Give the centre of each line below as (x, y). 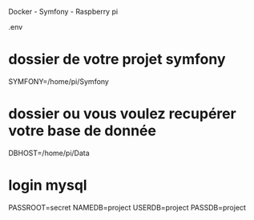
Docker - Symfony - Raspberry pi (63, 12)
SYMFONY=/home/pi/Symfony (59, 81)
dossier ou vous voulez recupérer (122, 114)
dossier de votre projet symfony (117, 60)
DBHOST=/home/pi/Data (49, 153)
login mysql (48, 185)
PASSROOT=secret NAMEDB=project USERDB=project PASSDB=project (127, 207)
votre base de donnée (82, 131)
